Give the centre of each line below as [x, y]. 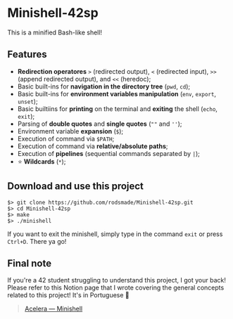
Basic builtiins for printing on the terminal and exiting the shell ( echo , [118, 109]
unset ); [27, 101]
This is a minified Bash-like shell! [55, 32]
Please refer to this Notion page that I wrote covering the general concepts [116, 288]
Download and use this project [76, 187]
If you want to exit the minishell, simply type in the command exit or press [115, 234]
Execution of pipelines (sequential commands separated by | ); [109, 153]
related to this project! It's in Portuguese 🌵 [68, 295]
